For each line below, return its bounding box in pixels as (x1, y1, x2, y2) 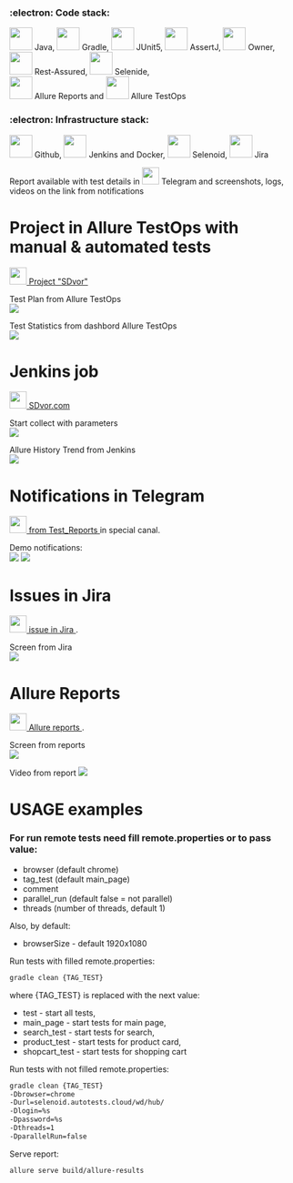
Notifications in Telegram (9, 485, 205, 506)
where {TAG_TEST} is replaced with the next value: (9, 989, 200, 1000)
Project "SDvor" (28, 276, 88, 287)
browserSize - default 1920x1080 (22, 937, 147, 948)
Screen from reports (9, 740, 86, 751)
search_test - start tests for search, (22, 1026, 155, 1037)
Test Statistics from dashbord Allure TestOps (9, 320, 177, 331)
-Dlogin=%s (9, 1107, 51, 1116)
